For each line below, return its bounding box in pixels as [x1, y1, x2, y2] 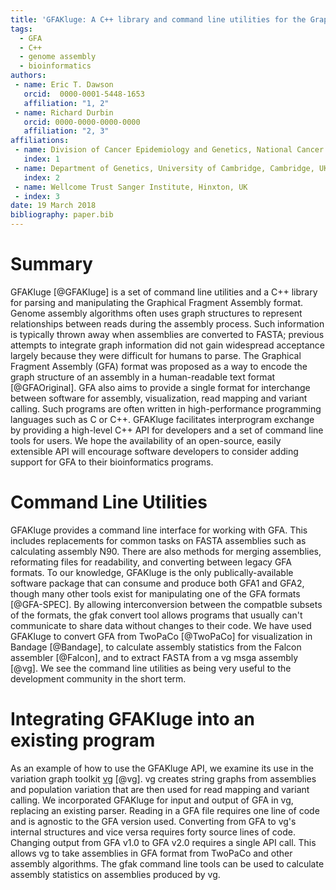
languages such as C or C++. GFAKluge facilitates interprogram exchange [10, 413, 315, 425]
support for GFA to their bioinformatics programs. [10, 456, 214, 468]
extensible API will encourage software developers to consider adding [10, 445, 299, 457]
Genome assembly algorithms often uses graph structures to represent [10, 307, 303, 319]
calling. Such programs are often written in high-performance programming [10, 402, 322, 415]
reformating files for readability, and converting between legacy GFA [10, 556, 293, 568]
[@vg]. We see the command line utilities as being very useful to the [10, 662, 292, 674]
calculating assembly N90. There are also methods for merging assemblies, [10, 545, 322, 557]
